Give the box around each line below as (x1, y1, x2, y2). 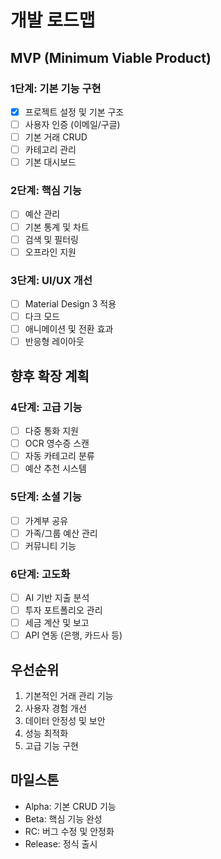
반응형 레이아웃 (24, 336, 85, 348)
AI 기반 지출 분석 (24, 592, 90, 603)
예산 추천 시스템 (24, 462, 87, 475)
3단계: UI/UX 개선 (10, 273, 93, 287)
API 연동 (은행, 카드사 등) (24, 629, 123, 641)
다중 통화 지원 (24, 424, 79, 436)
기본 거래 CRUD (24, 131, 88, 143)
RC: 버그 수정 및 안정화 (24, 825, 115, 837)
